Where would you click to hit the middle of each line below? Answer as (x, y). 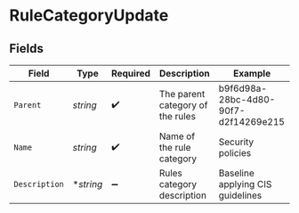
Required (131, 74)
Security (236, 142)
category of (183, 105)
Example (252, 74)
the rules (177, 116)
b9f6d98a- (242, 88)
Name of (177, 136)
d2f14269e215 (251, 122)
